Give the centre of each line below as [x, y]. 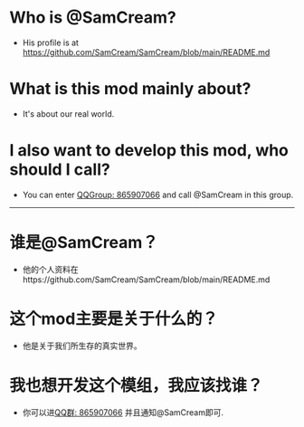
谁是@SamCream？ [84, 242]
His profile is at [51, 43]
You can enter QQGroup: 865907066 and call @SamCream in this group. [158, 195]
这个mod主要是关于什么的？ [114, 318]
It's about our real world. [68, 114]
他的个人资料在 [50, 269]
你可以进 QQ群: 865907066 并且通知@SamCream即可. [123, 412]
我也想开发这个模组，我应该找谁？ [137, 385]
